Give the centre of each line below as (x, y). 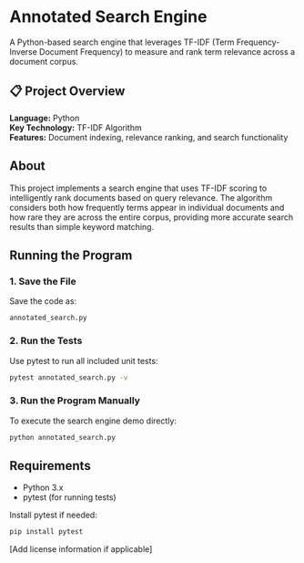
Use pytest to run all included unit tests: (84, 360)
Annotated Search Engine (108, 17)
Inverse (24, 51)
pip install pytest (46, 532)
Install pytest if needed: (53, 515)
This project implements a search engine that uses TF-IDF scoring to (138, 188)
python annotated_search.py (63, 437)
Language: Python (45, 118)
